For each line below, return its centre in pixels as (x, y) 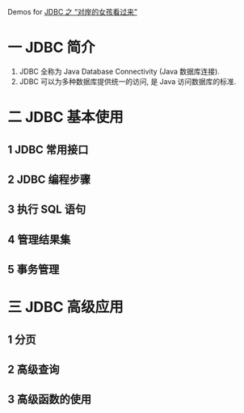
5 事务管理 (34, 270)
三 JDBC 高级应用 (66, 308)
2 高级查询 (34, 370)
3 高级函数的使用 (50, 400)
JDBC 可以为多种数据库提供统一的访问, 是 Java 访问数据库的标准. (128, 81)
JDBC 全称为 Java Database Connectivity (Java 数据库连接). (119, 71)
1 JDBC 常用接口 (48, 149)
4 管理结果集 (39, 240)
